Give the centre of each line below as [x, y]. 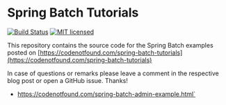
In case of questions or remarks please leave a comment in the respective [113, 73]
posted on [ [24, 52]
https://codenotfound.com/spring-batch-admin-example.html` [106, 94]
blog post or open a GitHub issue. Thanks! [68, 80]
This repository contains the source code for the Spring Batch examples [110, 45]
